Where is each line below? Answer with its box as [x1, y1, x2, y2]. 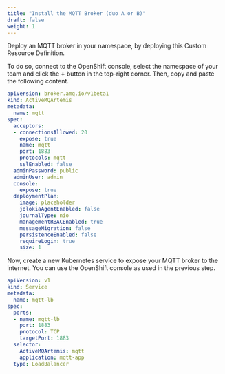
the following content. [7, 77, 69, 85]
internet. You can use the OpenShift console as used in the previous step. [7, 264, 215, 272]
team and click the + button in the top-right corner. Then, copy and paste [7, 70, 215, 78]
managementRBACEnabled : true [19, 218, 103, 225]
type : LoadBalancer [13, 360, 69, 367]
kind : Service [7, 284, 48, 291]
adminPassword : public [13, 167, 78, 174]
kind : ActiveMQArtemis [7, 97, 72, 104]
